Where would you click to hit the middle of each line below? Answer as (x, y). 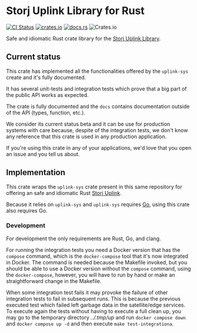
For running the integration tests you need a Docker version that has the (93, 250)
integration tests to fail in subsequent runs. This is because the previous (94, 298)
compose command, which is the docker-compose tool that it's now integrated (97, 256)
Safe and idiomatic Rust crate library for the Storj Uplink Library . (84, 38)
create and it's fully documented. (46, 77)
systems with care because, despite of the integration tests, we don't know (97, 130)
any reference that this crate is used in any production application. (86, 136)
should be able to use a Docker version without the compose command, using (98, 268)
